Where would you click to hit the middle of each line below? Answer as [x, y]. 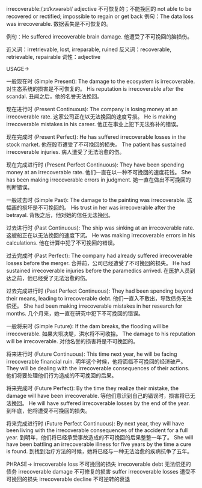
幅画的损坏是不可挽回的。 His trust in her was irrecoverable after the [91, 207]
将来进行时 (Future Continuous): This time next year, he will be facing [92, 354]
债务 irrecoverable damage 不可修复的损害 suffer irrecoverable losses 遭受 [98, 471]
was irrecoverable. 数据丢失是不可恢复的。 [59, 24]
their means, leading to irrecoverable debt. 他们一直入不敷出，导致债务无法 [99, 298]
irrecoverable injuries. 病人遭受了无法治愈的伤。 [66, 152]
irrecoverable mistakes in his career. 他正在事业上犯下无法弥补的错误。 [94, 124]
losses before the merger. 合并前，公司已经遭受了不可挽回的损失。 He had [98, 263]
